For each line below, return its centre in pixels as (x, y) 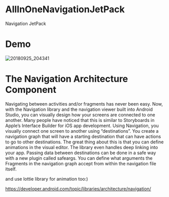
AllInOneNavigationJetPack (65, 9)
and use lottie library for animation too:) (47, 179)
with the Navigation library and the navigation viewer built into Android (79, 109)
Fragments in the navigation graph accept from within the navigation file (81, 163)
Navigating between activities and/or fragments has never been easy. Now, (84, 104)
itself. (11, 169)
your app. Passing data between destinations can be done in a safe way (81, 153)
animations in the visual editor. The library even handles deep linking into (82, 147)
